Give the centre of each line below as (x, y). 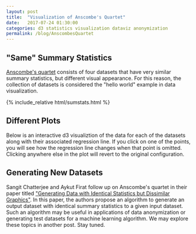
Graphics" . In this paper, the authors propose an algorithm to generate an (95, 200)
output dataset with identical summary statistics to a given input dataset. (95, 206)
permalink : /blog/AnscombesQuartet (50, 34)
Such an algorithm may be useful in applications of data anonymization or (96, 212)
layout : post (22, 12)
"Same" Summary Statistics (59, 58)
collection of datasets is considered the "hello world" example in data (91, 84)
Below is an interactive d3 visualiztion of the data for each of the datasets (96, 135)
